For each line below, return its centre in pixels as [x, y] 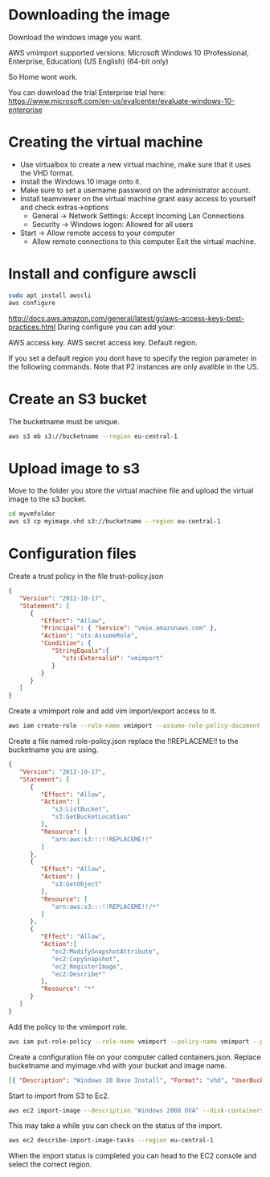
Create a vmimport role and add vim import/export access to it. [112, 711]
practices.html [32, 327]
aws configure [32, 303]
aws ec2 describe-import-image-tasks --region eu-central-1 [111, 1141]
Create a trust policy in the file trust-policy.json [86, 576]
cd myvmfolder [32, 514]
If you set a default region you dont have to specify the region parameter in [133, 358]
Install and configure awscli [102, 274]
